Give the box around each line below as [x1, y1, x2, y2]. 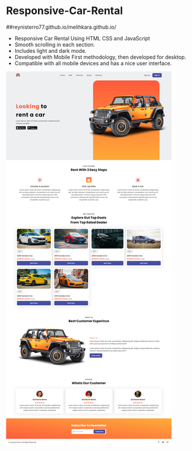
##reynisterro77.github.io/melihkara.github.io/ [6, 23, 116, 30]
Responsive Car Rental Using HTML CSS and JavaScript [14, 35, 150, 42]
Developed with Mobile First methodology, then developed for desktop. [14, 53, 186, 60]
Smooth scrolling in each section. [14, 41, 95, 48]
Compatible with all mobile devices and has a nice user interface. [14, 60, 172, 67]
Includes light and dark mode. [14, 47, 87, 54]
